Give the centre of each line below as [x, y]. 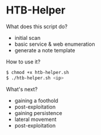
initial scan [27, 38]
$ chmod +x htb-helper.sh [37, 72]
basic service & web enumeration [55, 44]
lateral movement [35, 119]
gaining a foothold [36, 100]
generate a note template [45, 50]
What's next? [22, 89]
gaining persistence [38, 113]
